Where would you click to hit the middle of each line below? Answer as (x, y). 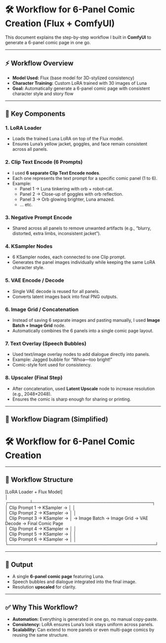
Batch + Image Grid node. (39, 325)
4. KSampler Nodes (29, 246)
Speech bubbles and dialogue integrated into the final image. (74, 582)
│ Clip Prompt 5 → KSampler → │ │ (41, 534)
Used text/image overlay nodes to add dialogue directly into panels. (81, 354)
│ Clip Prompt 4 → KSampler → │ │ (41, 528)
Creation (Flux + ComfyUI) (60, 24)
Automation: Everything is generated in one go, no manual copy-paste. (85, 619)
